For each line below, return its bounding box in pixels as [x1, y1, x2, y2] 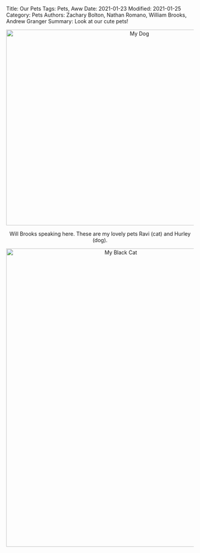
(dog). [92, 237, 108, 243]
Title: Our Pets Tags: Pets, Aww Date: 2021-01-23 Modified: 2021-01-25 [6, 5, 182, 12]
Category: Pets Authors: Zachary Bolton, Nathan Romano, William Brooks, [6, 11, 187, 18]
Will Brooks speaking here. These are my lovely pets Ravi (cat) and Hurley [9, 230, 191, 237]
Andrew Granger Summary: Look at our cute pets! [6, 18, 129, 24]
